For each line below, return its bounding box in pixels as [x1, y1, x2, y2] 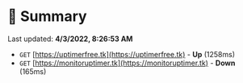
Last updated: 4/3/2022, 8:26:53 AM [7, 34, 133, 44]
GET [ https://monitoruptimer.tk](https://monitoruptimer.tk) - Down [19, 58, 236, 68]
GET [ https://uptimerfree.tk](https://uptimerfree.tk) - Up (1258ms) [19, 49, 236, 59]
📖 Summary [7, 7, 87, 26]
